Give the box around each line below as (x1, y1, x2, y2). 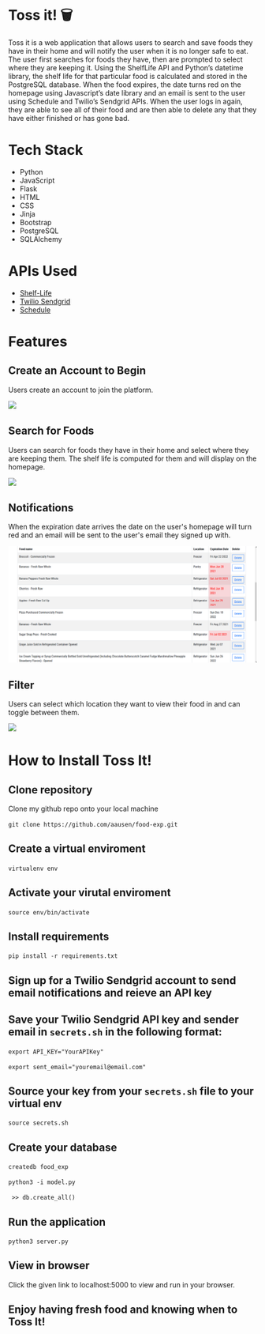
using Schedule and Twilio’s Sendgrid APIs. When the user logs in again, (8, 96, 243, 106)
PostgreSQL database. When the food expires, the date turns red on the (8, 80, 242, 89)
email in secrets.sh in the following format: (8, 1025, 222, 1039)
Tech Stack (8, 141, 84, 159)
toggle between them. (8, 708, 80, 717)
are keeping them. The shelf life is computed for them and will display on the (8, 454, 257, 463)
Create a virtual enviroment (8, 842, 146, 856)
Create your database (8, 1140, 118, 1154)
